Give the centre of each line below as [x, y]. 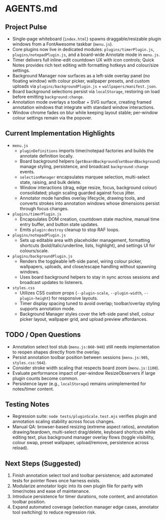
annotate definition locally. [47, 156]
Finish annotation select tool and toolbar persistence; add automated [83, 475]
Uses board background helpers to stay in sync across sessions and [89, 277]
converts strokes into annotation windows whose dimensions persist [90, 203]
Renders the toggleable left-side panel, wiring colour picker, [81, 261]
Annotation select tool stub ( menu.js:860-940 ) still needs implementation [86, 347]
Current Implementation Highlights [60, 134]
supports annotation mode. [47, 308]
